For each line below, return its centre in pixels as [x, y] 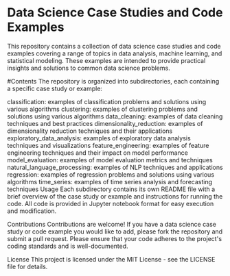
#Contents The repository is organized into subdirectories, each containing [113, 81]
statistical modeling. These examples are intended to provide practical [106, 60]
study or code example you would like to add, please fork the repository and [115, 231]
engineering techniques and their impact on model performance [98, 153]
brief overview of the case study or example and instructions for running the [115, 196]
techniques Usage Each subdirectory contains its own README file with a [111, 189]
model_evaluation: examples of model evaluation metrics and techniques [110, 160]
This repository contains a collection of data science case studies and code [114, 46]
